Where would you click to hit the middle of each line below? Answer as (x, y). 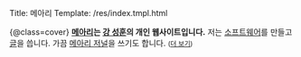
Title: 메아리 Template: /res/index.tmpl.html (89, 13)
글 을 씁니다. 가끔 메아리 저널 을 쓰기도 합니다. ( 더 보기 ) (101, 43)
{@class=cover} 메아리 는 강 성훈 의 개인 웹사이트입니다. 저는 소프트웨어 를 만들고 (151, 32)
